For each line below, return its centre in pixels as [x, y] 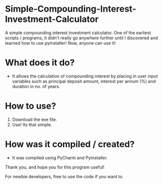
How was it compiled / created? [70, 144]
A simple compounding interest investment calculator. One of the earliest [78, 33]
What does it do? [40, 63]
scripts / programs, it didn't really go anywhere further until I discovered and [81, 38]
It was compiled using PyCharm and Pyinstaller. [60, 158]
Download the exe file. [35, 119]
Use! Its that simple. [32, 124]
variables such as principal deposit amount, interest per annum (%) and [84, 81]
